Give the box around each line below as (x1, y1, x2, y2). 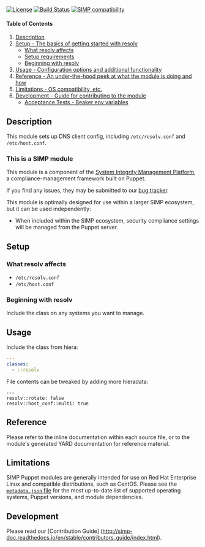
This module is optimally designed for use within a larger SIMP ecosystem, (6, 199, 195, 206)
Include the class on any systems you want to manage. (6, 310, 145, 317)
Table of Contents (6, 20, 53, 27)
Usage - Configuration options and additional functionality (15, 66, 162, 74)
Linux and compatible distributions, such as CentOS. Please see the (6, 480, 177, 488)
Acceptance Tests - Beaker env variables (24, 99, 129, 106)
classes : (6, 361, 29, 367)
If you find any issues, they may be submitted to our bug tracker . (6, 187, 170, 194)
